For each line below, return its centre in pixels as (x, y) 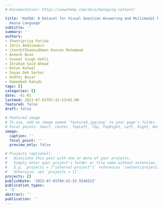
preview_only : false (30, 145)
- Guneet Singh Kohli (27, 59)
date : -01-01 (18, 95)
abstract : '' (18, 195)
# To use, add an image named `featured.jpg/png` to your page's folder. (81, 122)
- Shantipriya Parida (27, 41)
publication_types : (25, 186)
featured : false (21, 104)
